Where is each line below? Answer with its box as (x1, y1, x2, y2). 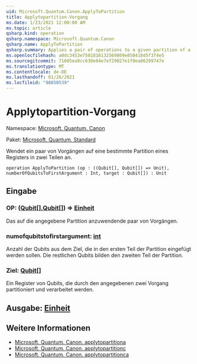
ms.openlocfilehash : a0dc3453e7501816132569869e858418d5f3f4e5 (6, 52, 165, 58)
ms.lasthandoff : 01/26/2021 (6, 74, 75, 80)
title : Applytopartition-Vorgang (6, 14, 88, 20)
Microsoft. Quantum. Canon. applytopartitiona (14, 339, 126, 346)
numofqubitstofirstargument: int (6, 232, 101, 240)
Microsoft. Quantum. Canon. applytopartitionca (14, 351, 129, 358)
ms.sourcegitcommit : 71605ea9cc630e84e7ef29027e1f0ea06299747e (6, 58, 165, 64)
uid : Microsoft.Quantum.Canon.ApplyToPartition (6, 8, 125, 15)
